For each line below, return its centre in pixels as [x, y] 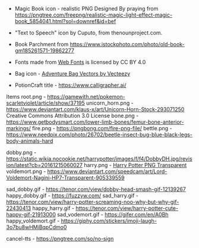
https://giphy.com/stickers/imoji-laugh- [109, 221]
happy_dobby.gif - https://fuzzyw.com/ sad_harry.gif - [72, 195]
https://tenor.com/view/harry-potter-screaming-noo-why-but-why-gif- [93, 202]
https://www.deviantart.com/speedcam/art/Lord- [107, 171]
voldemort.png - [26, 171]
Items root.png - [26, 97]
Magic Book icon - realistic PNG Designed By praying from [86, 9]
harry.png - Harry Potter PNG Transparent [135, 165]
